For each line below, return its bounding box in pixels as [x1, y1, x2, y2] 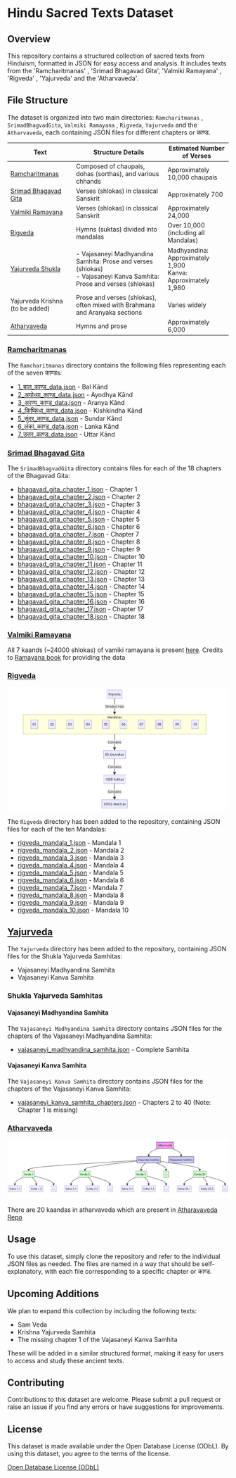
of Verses [182, 151, 211, 160]
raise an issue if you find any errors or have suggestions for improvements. [7, 1403, 225, 1411]
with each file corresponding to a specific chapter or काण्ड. [44, 1267, 212, 1275]
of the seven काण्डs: [7, 368, 63, 377]
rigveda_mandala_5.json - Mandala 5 [17, 868, 124, 877]
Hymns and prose [76, 322, 128, 330]
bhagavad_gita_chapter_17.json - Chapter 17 [17, 605, 144, 613]
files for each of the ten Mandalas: [7, 825, 107, 833]
